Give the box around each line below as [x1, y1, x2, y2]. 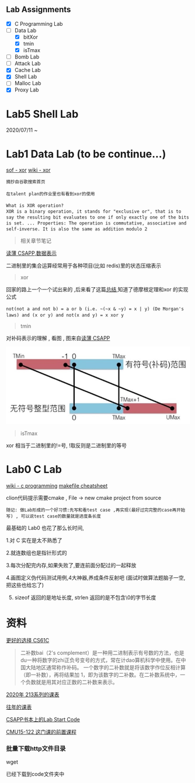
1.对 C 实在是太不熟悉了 [6, 536, 62, 544]
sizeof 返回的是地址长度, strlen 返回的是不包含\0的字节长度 [14, 594, 156, 601]
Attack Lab [14, 60, 41, 67]
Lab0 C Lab [6, 462, 62, 476]
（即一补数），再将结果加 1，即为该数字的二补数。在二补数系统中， [20, 671, 180, 679]
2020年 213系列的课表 [6, 691, 60, 698]
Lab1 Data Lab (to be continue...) [6, 147, 166, 161]
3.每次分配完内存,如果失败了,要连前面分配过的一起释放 [6, 561, 137, 568]
